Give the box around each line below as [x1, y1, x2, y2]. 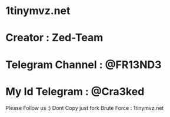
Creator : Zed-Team [5, 31, 104, 45]
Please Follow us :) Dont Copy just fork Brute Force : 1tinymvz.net [5, 104, 164, 111]
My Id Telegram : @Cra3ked [5, 85, 145, 98]
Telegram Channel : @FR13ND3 [5, 58, 162, 71]
